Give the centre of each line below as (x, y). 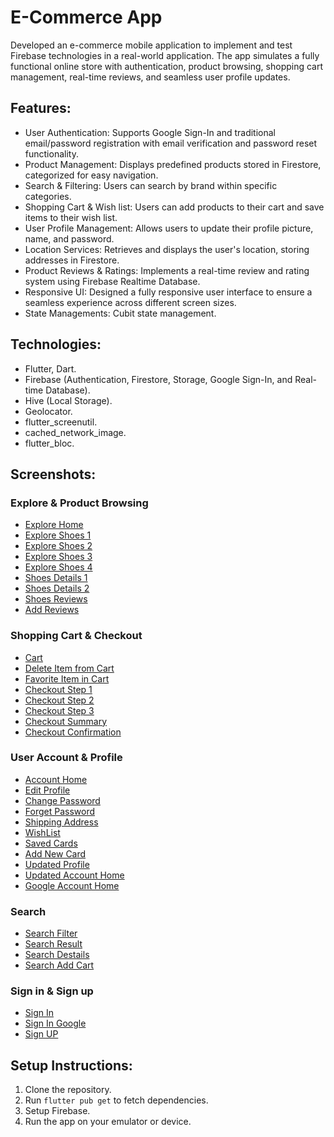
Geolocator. (48, 411)
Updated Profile (57, 864)
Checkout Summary (66, 721)
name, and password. (69, 238)
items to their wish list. (71, 217)
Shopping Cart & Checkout (76, 636)
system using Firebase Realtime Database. (112, 281)
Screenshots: (53, 474)
